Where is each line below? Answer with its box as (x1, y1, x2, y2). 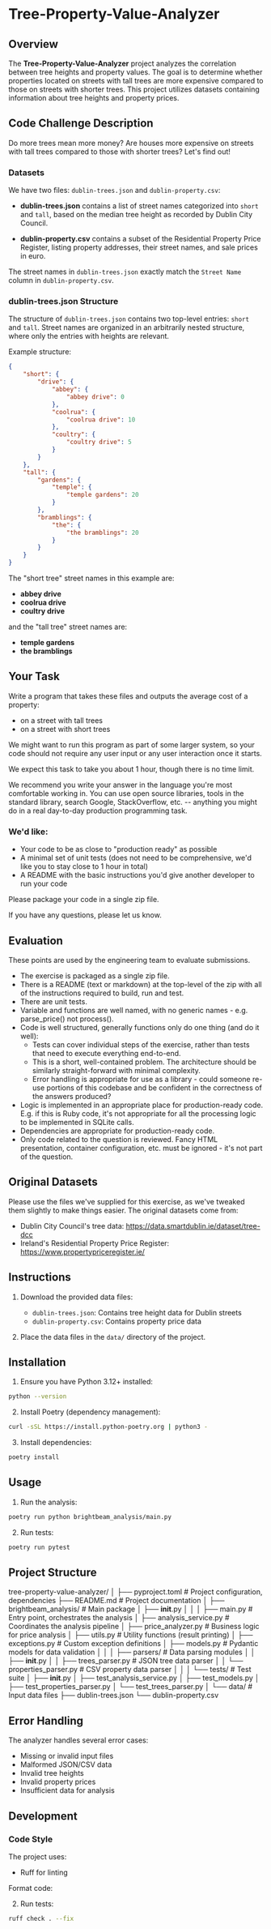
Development (8, 1809, 78, 1823)
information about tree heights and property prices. (8, 93, 180, 102)
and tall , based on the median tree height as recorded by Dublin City (19, 210, 253, 220)
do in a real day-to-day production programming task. (8, 806, 188, 815)
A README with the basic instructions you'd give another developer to (19, 870, 255, 880)
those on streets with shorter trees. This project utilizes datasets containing (8, 84, 260, 94)
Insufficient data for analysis (19, 1786, 115, 1795)
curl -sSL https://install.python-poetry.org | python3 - (8, 1423, 208, 1431)
